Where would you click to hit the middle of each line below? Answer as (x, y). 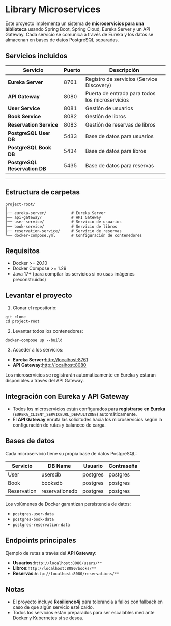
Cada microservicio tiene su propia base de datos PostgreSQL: (71, 453)
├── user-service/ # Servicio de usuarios (64, 222)
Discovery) (98, 85)
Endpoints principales (41, 541)
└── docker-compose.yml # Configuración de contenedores (74, 235)
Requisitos (22, 251)
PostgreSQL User (29, 133)
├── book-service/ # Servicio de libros (61, 226)
